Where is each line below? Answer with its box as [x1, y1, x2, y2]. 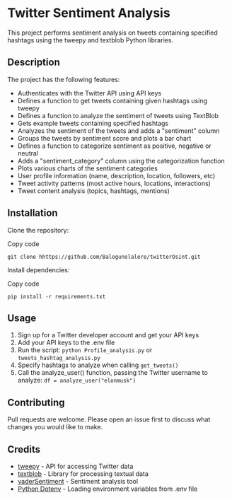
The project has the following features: [7, 75, 120, 83]
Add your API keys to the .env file [17, 338, 115, 347]
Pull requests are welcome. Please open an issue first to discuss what [7, 415, 211, 424]
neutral [17, 149, 39, 157]
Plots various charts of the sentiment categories [17, 164, 158, 173]
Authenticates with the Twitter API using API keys [17, 88, 161, 97]
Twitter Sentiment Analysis [7, 5, 171, 21]
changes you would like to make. [7, 423, 103, 431]
